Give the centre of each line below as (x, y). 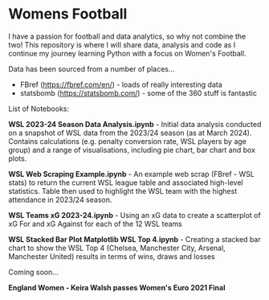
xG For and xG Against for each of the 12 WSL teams (95, 224)
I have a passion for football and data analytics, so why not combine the (127, 36)
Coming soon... (33, 272)
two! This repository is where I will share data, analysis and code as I (122, 44)
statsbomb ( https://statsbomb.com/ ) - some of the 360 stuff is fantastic (139, 92)
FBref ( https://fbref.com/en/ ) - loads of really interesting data (121, 84)
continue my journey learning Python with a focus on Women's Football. (127, 53)
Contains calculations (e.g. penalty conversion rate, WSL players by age (127, 141)
